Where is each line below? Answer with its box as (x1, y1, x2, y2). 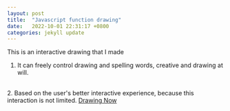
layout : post (7, 10, 45, 17)
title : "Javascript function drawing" (7, 16, 122, 23)
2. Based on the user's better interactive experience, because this (7, 89, 194, 97)
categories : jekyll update (7, 29, 85, 36)
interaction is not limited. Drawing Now (7, 97, 117, 105)
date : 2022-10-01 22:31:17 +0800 (7, 23, 109, 29)
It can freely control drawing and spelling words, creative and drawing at (17, 61, 224, 69)
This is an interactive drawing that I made (7, 48, 125, 56)
